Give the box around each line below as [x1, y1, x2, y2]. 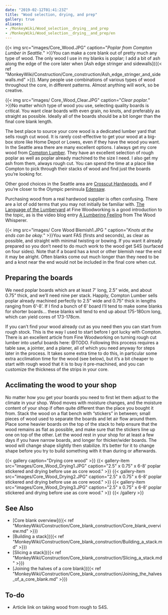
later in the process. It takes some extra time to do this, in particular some [5, 350, 157, 356]
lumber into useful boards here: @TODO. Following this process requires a [5, 339, 159, 345]
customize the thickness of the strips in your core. [5, 366, 109, 372]
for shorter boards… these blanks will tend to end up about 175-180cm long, [5, 308, 162, 315]
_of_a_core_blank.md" [12, 576, 58, 582]
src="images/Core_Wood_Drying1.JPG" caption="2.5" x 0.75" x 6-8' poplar [5, 463, 161, 469]
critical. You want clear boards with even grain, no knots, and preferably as [5, 108, 160, 114]
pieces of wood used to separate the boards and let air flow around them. [5, 416, 157, 422]
